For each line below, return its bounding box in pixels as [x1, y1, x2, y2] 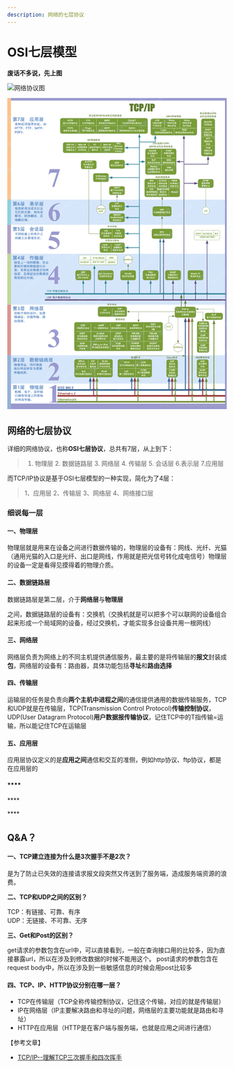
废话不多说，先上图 [7, 68, 63, 77]
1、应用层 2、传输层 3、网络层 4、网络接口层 [24, 489, 154, 498]
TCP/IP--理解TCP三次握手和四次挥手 [17, 1053, 123, 1062]
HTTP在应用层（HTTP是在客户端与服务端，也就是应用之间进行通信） [17, 1023, 215, 1032]
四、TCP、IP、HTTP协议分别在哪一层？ [7, 980, 122, 989]
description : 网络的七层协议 [7, 11, 85, 18]
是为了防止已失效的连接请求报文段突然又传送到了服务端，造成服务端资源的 [7, 869, 221, 878]
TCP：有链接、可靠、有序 [7, 907, 81, 916]
